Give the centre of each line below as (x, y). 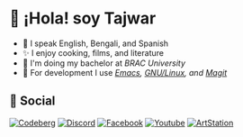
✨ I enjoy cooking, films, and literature (93, 52)
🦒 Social (32, 101)
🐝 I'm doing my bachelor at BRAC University (104, 63)
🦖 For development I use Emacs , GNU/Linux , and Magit (125, 72)
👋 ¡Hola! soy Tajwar (83, 18)
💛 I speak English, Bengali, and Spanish (95, 43)
